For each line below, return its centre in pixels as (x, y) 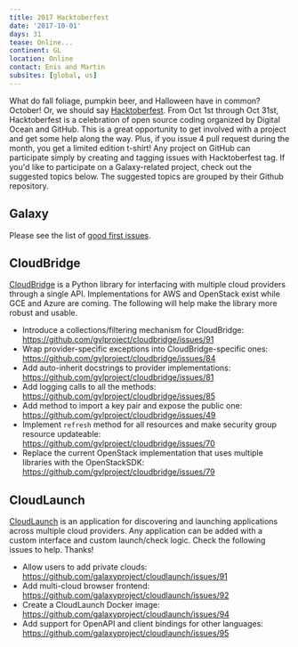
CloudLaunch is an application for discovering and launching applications (144, 522)
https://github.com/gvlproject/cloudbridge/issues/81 (118, 377)
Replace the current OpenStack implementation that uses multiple (143, 453)
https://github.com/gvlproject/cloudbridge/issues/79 (118, 472)
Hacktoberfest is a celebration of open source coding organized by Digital (145, 119)
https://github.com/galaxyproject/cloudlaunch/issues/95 (125, 634)
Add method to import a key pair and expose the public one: (132, 406)
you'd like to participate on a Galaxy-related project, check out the (130, 166)
